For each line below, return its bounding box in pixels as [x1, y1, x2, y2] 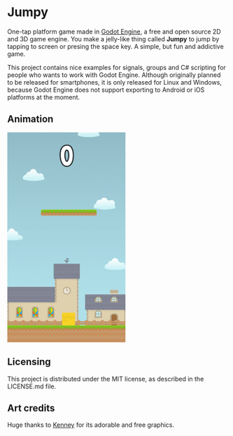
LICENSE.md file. [7, 382, 57, 391]
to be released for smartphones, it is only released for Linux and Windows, [7, 78, 223, 86]
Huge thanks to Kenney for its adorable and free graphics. [7, 421, 175, 429]
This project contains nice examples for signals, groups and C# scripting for [7, 63, 226, 71]
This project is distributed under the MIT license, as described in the [7, 374, 204, 383]
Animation [7, 113, 54, 125]
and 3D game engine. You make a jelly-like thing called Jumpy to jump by [7, 34, 220, 43]
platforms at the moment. [7, 92, 80, 101]
